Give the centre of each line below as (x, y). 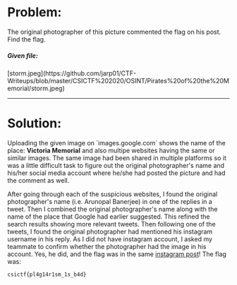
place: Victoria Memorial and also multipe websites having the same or (111, 150)
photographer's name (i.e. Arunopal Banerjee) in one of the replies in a (110, 201)
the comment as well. (38, 180)
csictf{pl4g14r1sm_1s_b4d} (47, 274)
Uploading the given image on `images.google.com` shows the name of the (116, 142)
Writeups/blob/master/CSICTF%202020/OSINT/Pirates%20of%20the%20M (118, 80)
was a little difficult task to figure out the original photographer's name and (116, 165)
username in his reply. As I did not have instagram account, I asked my (110, 239)
